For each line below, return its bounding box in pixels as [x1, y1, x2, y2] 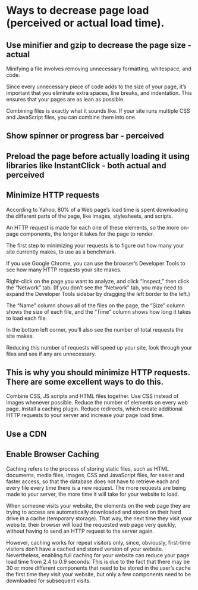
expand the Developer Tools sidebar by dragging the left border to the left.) [6, 290, 190, 297]
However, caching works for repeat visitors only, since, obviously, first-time [6, 539, 191, 546]
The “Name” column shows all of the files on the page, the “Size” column [6, 302, 186, 309]
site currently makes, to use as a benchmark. [6, 248, 117, 255]
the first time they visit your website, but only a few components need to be [6, 570, 191, 577]
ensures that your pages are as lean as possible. [6, 96, 125, 103]
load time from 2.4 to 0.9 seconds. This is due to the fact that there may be [6, 558, 190, 565]
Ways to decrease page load [6, 4, 150, 17]
